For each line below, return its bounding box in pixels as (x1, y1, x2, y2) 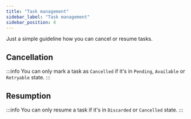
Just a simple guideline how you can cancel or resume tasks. (6, 36, 153, 43)
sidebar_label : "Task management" (6, 14, 91, 20)
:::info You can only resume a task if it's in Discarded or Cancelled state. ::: (6, 106, 184, 113)
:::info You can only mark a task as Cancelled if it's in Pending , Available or (6, 68, 185, 75)
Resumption (6, 91, 51, 101)
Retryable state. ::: (6, 74, 51, 81)
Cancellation (6, 52, 54, 62)
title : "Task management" (6, 8, 69, 15)
